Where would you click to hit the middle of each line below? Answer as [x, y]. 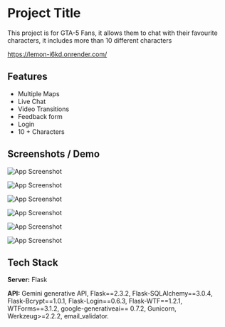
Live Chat [32, 101]
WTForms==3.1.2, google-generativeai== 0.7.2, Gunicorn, [92, 308]
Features [27, 77]
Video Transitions [43, 109]
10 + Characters [41, 131]
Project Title [44, 13]
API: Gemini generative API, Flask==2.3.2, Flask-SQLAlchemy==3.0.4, [110, 294]
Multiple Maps [38, 93]
